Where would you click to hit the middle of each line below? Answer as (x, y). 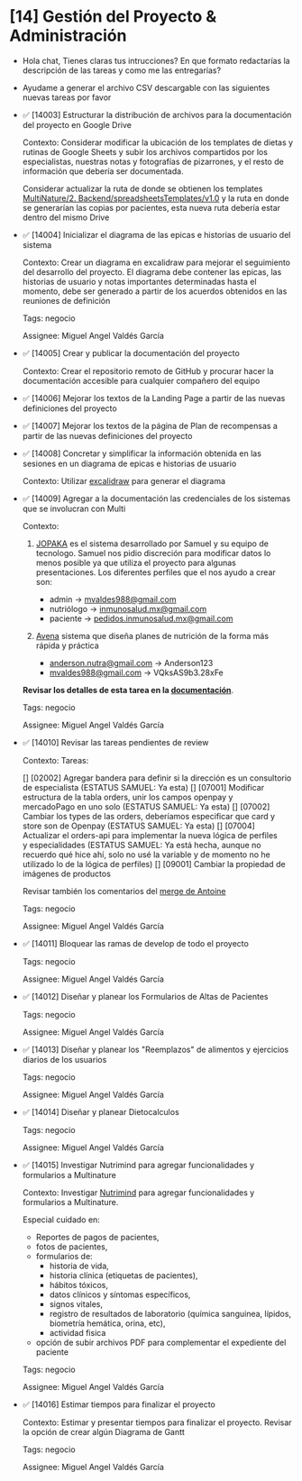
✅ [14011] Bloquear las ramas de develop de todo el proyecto (136, 943)
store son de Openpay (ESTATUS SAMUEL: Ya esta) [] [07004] (138, 826)
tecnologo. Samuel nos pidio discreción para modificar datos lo (153, 553)
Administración (68, 36)
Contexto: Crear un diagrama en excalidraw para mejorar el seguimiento (156, 262)
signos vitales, (76, 1303)
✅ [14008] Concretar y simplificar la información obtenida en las (142, 453)
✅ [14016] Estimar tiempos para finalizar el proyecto (119, 1404)
